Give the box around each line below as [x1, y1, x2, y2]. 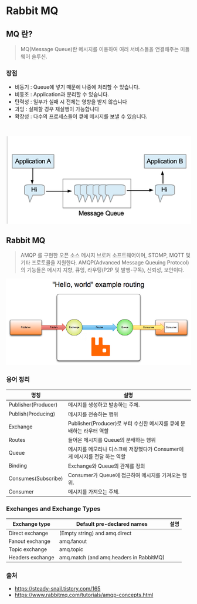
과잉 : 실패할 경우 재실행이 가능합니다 [14, 106, 100, 113]
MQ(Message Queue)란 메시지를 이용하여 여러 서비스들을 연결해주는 [20, 46, 179, 52]
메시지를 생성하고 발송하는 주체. [68, 401, 140, 408]
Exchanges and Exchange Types [6, 505, 101, 513]
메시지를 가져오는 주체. [68, 488, 120, 495]
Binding [8, 462, 28, 469]
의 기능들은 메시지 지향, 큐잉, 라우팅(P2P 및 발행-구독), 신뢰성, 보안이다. [20, 266, 185, 274]
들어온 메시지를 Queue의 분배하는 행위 [68, 437, 157, 444]
